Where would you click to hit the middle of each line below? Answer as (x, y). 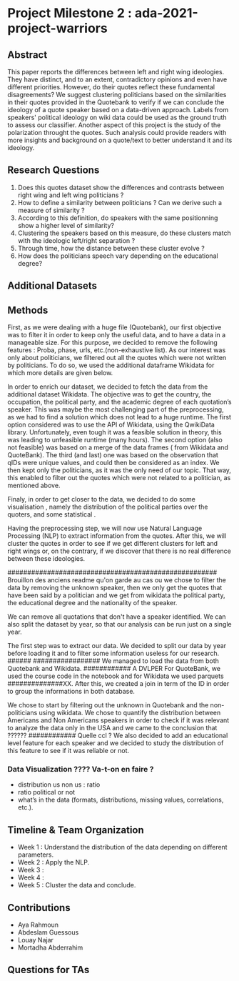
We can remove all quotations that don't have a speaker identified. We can (117, 617)
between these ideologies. (46, 559)
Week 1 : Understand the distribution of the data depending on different (122, 847)
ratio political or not (46, 792)
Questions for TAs (49, 970)
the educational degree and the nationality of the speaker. (92, 603)
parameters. (36, 855)
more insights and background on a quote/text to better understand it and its (120, 140)
